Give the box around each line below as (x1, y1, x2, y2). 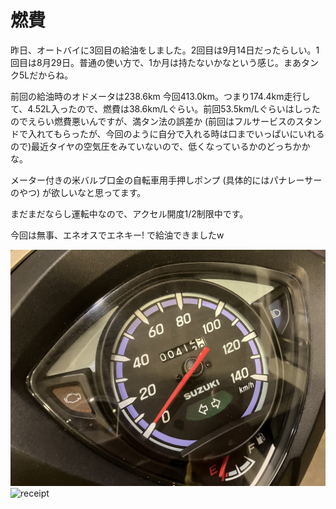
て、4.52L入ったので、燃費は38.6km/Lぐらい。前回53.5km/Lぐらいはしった (10, 102, 321, 115)
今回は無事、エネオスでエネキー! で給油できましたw (10, 229, 225, 241)
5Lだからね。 (18, 69, 74, 81)
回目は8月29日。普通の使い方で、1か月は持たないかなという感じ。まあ (10, 56, 302, 68)
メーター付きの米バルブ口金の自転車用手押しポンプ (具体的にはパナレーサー (10, 174, 323, 186)
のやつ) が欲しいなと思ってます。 (10, 186, 147, 198)
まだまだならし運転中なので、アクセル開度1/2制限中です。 (10, 207, 249, 220)
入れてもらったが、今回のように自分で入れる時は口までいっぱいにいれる (27, 127, 325, 140)
